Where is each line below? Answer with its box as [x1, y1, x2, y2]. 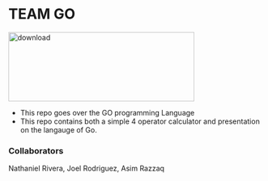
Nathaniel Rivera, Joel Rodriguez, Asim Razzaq [8, 163, 164, 174]
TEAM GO [8, 5, 75, 23]
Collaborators [8, 145, 64, 156]
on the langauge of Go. [19, 124, 97, 134]
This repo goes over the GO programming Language [19, 107, 195, 117]
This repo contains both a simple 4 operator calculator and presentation [19, 116, 261, 126]
